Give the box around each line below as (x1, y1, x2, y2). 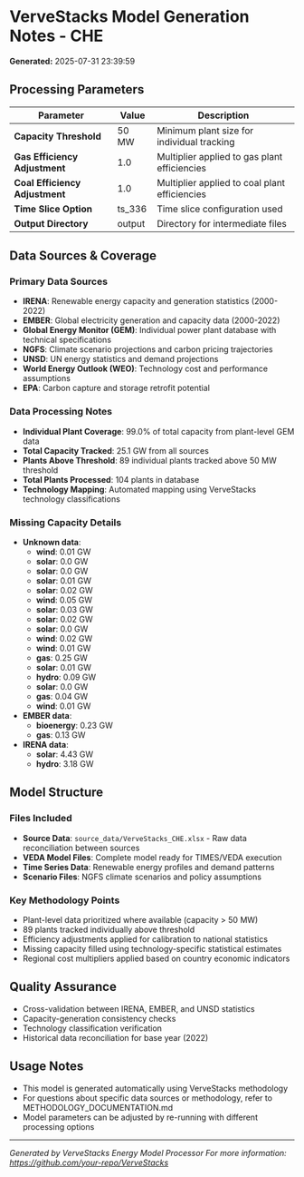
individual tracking (157, 135, 235, 148)
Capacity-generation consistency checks (22, 1013, 176, 1024)
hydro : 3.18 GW (35, 759, 94, 770)
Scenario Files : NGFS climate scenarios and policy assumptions (22, 871, 262, 882)
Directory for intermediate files (157, 217, 288, 230)
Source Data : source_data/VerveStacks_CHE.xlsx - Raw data (22, 832, 247, 843)
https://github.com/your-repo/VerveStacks (9, 1157, 169, 1168)
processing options (22, 1121, 95, 1132)
